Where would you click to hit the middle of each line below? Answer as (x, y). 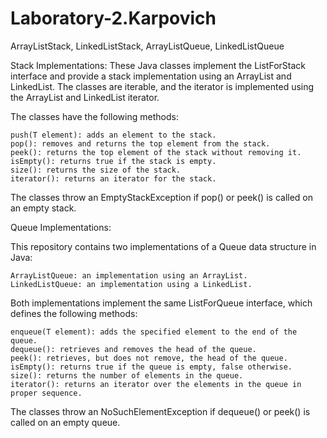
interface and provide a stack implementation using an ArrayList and (151, 76)
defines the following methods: (74, 313)
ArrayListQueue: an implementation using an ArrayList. (129, 275)
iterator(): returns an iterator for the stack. (113, 178)
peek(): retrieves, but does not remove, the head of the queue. (149, 358)
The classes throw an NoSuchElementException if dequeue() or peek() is (160, 411)
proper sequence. (46, 393)
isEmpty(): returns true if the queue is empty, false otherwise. (151, 367)
